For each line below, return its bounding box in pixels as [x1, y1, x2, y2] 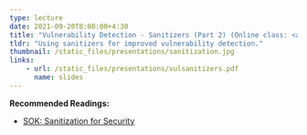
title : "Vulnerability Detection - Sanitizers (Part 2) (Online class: [9, 30, 288, 39]
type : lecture [9, 13, 64, 23]
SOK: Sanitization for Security [22, 115, 135, 126]
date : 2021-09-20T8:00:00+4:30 [9, 22, 129, 31]
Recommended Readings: [9, 98, 110, 109]
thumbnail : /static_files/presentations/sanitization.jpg [9, 47, 235, 57]
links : [9, 56, 35, 65]
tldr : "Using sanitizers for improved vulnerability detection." [9, 38, 263, 48]
